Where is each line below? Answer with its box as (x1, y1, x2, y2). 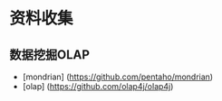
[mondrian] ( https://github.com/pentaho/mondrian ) (22, 71, 214, 82)
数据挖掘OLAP (9, 47, 91, 62)
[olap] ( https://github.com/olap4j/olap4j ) (22, 81, 174, 91)
